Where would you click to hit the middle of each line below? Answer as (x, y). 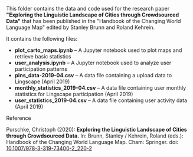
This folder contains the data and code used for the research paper (88, 9)
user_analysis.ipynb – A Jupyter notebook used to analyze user (93, 63)
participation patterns (41, 69)
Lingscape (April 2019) (42, 81)
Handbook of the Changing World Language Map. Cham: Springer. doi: (92, 142)
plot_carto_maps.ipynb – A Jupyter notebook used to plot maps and (98, 50)
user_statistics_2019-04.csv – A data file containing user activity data (101, 100)
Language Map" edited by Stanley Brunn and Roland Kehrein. (81, 27)
